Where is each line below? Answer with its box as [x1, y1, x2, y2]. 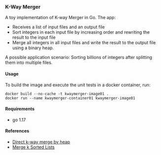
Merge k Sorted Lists [12, 144, 55, 150]
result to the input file [12, 34, 56, 40]
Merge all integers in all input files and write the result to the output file [12, 40, 156, 46]
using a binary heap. [12, 45, 54, 51]
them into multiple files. [5, 60, 53, 66]
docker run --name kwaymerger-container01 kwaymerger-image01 [5, 96, 135, 101]
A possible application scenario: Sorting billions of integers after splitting [5, 54, 153, 60]
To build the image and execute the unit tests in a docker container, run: [5, 82, 151, 88]
